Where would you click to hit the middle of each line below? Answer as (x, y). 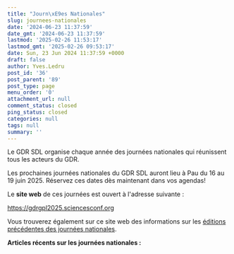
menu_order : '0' (31, 92)
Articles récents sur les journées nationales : (74, 243)
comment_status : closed (42, 106)
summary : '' (25, 132)
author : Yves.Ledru (36, 66)
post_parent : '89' (34, 79)
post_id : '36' (28, 73)
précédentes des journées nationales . (62, 229)
